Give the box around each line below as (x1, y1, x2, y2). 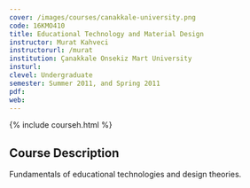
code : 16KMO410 (9, 21, 66, 30)
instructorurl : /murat (9, 46, 93, 55)
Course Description (9, 145, 120, 161)
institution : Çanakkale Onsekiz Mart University (9, 54, 192, 63)
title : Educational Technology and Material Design (9, 29, 204, 38)
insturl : (9, 63, 42, 72)
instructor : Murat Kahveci (9, 37, 109, 47)
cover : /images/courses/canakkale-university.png (9, 12, 197, 22)
